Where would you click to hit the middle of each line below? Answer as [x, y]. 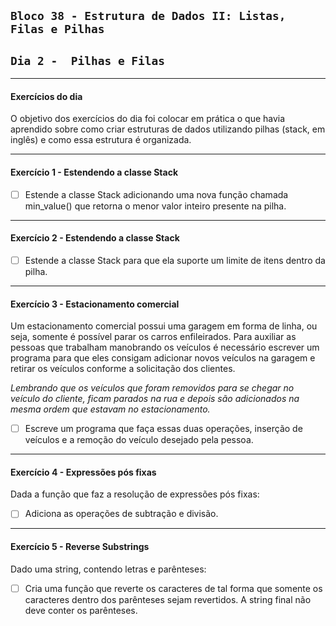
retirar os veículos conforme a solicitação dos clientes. [123, 369]
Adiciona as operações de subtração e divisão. [121, 514]
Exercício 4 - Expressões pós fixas [83, 472]
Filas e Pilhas [57, 29]
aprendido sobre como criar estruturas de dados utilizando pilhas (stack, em [168, 129]
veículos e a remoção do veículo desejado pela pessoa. [139, 440]
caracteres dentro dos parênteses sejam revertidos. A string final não [168, 599]
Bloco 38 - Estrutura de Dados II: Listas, [148, 16]
